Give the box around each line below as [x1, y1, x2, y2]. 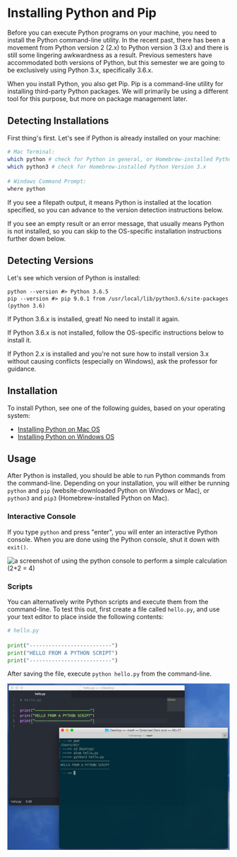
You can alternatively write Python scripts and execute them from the [7, 598, 209, 606]
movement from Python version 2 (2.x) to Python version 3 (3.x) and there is [7, 43, 229, 52]
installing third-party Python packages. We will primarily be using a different [7, 87, 229, 95]
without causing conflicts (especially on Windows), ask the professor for [7, 356, 218, 365]
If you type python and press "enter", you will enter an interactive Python [7, 527, 218, 536]
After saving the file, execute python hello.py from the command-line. [7, 669, 212, 678]
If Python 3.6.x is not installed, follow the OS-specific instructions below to [7, 328, 224, 337]
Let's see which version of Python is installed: [7, 273, 141, 282]
